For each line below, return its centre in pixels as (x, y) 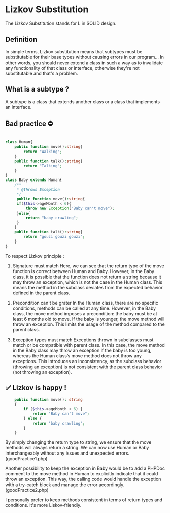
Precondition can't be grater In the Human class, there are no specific (86, 303)
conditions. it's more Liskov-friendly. (43, 505)
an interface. (19, 107)
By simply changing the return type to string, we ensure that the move (78, 442)
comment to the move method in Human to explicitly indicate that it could (82, 474)
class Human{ (19, 142)
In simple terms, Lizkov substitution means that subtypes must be (74, 51)
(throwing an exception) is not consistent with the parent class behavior (88, 367)
